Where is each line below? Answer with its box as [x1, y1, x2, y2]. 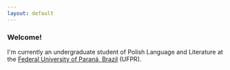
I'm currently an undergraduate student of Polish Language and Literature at [7, 48, 224, 56]
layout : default [7, 10, 54, 17]
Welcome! [7, 32, 43, 41]
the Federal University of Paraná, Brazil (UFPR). [7, 55, 142, 63]
